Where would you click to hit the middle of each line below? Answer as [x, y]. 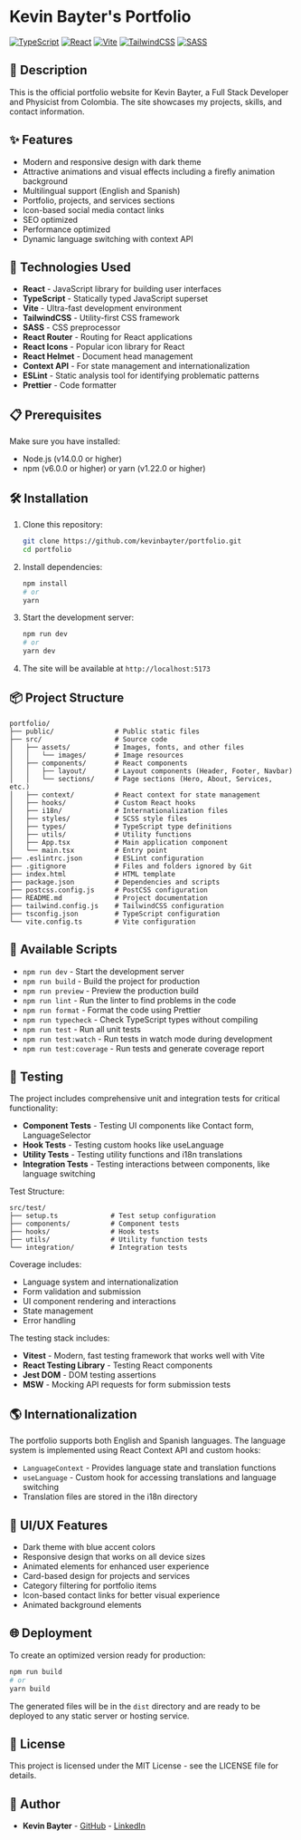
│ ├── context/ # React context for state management [135, 795]
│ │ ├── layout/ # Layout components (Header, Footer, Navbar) [151, 771]
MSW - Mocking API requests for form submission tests [127, 1385]
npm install [45, 583]
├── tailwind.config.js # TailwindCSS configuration [117, 905]
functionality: [34, 1109]
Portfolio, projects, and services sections [99, 200]
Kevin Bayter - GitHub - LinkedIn [84, 1826]
